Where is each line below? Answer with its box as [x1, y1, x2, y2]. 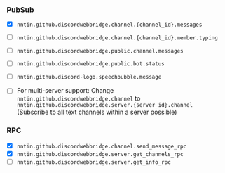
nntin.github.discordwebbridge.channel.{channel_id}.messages [16, 21, 203, 29]
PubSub [6, 5, 34, 15]
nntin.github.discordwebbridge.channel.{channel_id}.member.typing [16, 34, 218, 41]
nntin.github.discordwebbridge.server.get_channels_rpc [16, 150, 184, 158]
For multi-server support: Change [16, 86, 114, 95]
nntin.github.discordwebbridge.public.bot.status [16, 60, 165, 68]
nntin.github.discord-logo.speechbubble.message [16, 74, 162, 81]
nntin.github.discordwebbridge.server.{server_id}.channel [16, 102, 193, 109]
